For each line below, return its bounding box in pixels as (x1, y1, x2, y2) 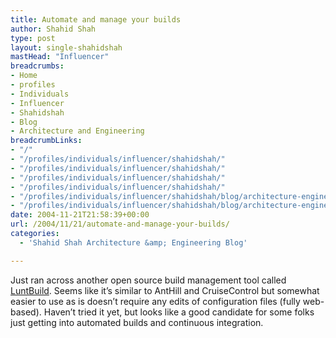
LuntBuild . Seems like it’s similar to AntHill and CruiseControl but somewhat (10, 284, 320, 296)
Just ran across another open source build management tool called (10, 274, 287, 286)
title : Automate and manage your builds (10, 14, 182, 25)
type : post (10, 33, 56, 43)
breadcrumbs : (10, 61, 65, 71)
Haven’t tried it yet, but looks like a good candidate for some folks (43, 306, 315, 318)
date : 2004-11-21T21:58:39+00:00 (10, 210, 150, 220)
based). (10, 306, 42, 318)
